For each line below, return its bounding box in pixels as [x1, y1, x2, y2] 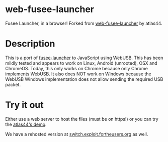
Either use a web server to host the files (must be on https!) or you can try [5, 116, 158, 122]
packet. [5, 81, 21, 87]
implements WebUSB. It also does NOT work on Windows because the [5, 71, 152, 77]
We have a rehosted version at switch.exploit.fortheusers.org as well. [5, 131, 148, 137]
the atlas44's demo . [5, 121, 47, 127]
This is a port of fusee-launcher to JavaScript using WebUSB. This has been [5, 55, 163, 61]
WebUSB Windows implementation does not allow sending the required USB [5, 76, 163, 82]
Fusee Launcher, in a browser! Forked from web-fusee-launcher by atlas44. [5, 20, 162, 26]
